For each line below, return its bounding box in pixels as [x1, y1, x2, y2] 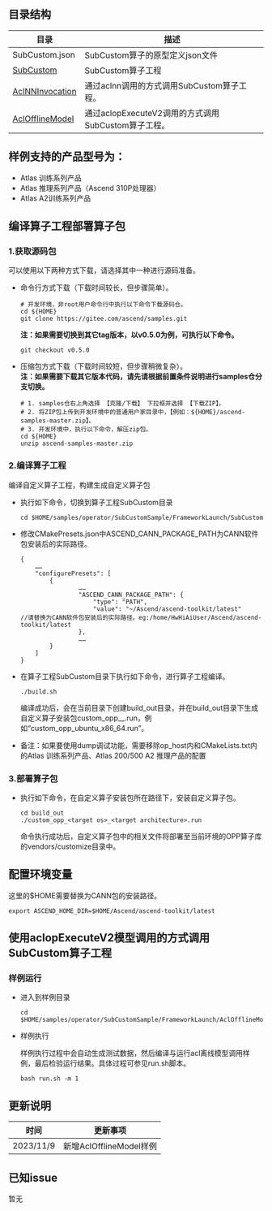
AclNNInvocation [12, 85, 77, 97]
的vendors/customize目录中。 [19, 841, 121, 851]
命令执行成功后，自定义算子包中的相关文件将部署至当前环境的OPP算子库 [19, 831, 262, 841]
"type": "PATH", [92, 598, 148, 606]
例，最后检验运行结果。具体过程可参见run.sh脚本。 [19, 1058, 191, 1068]
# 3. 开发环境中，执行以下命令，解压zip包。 [19, 426, 152, 434]
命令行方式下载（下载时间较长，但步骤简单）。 [19, 283, 173, 292]
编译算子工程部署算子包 [8, 219, 125, 233]
